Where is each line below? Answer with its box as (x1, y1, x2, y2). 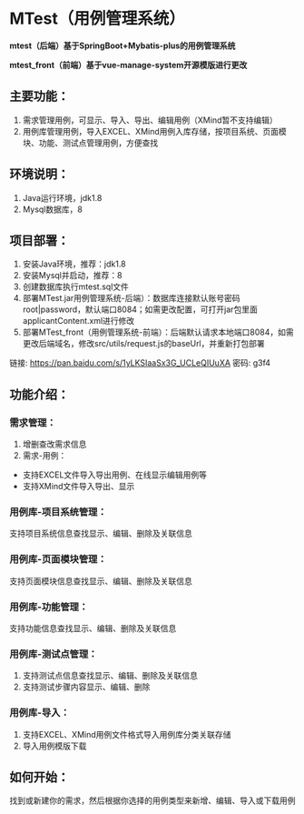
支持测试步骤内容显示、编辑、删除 (22, 681, 151, 692)
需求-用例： (22, 450, 67, 461)
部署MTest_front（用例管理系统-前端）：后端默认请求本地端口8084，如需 (22, 327, 295, 337)
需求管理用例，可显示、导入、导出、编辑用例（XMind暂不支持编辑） (22, 115, 279, 126)
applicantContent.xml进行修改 (22, 316, 135, 327)
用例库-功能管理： (9, 600, 89, 613)
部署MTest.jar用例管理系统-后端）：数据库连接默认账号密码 (22, 293, 240, 304)
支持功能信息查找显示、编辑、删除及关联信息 (9, 622, 177, 633)
